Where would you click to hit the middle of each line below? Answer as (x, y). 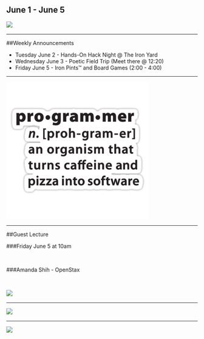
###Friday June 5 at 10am (39, 246)
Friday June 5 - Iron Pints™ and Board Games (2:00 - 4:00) (88, 68)
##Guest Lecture (27, 234)
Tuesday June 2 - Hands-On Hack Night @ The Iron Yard (86, 55)
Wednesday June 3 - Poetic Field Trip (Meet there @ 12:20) (89, 61)
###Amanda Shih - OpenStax (43, 270)
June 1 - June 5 (36, 10)
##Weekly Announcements (40, 43)
